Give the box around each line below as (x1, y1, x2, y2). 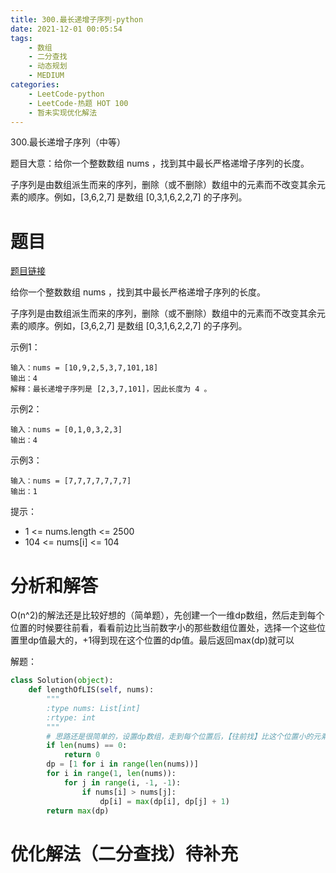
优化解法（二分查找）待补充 (10, 842, 239, 865)
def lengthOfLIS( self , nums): (28, 685, 155, 695)
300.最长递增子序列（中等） (10, 136, 126, 148)
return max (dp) (46, 806, 110, 816)
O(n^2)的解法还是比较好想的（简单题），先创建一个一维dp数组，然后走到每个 (10, 609, 325, 621)
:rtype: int (46, 712, 97, 723)
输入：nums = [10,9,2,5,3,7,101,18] (10, 363, 159, 373)
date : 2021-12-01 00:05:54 (10, 24, 123, 34)
